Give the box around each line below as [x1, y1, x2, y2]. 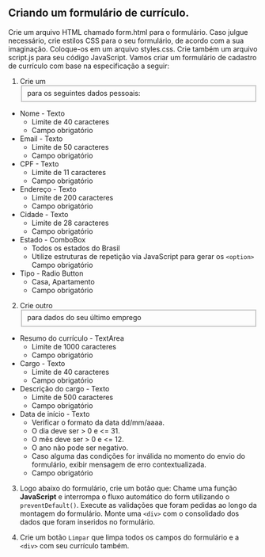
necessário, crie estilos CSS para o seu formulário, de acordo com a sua [8, 36, 244, 45]
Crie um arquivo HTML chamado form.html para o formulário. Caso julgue [8, 27, 248, 36]
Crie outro [19, 301, 53, 311]
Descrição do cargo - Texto [19, 384, 110, 394]
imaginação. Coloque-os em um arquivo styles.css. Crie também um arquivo [8, 44, 258, 54]
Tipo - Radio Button [19, 269, 84, 278]
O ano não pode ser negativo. [31, 443, 129, 452]
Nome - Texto [19, 109, 66, 118]
